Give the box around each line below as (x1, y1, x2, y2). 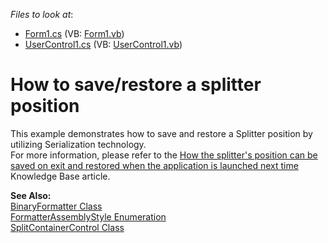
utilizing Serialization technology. (10, 138, 147, 150)
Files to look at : (10, 9, 74, 20)
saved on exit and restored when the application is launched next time (10, 159, 299, 171)
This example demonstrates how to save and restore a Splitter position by (10, 127, 313, 139)
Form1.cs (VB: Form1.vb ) (24, 28, 125, 39)
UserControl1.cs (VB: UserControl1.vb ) (24, 39, 183, 50)
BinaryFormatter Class (10, 200, 103, 212)
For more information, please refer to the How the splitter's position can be (10, 149, 318, 161)
